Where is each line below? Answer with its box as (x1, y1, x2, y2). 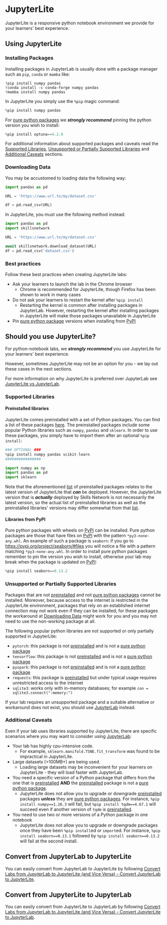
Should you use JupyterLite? (5, 332, 96, 341)
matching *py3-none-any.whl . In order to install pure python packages (5, 549, 148, 555)
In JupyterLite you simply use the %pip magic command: (5, 98, 120, 104)
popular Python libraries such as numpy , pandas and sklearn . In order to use (5, 427, 158, 433)
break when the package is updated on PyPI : (5, 559, 97, 565)
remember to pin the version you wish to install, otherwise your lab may (5, 554, 152, 560)
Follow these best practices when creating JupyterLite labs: (5, 271, 128, 277)
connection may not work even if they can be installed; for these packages (5, 608, 158, 614)
